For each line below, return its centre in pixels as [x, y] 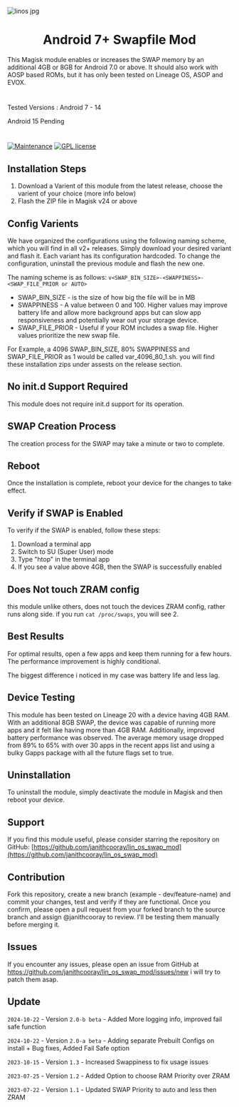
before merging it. [34, 925]
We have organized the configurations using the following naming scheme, [117, 241]
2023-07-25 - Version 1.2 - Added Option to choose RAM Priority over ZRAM [119, 1076]
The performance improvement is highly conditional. [84, 661]
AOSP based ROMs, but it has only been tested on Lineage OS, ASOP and [115, 74]
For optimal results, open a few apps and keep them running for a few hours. [119, 654]
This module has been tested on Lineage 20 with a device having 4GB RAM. [119, 714]
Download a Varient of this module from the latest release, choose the [120, 186]
